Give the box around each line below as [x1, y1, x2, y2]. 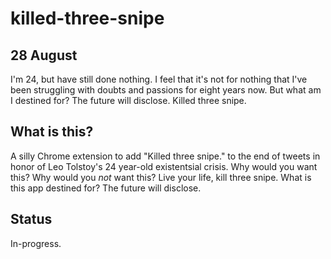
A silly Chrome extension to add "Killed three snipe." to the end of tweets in [10, 150, 321, 162]
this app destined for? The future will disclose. [10, 182, 202, 194]
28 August [10, 47, 78, 64]
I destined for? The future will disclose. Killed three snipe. [10, 95, 247, 106]
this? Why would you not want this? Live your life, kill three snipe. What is [10, 171, 312, 183]
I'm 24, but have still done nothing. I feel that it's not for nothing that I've [10, 73, 308, 85]
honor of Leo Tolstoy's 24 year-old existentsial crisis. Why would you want [10, 160, 318, 172]
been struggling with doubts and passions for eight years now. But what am [10, 84, 322, 96]
